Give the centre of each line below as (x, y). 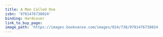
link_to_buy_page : (24, 23)
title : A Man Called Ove (30, 9)
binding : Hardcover (25, 18)
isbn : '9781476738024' (28, 14)
